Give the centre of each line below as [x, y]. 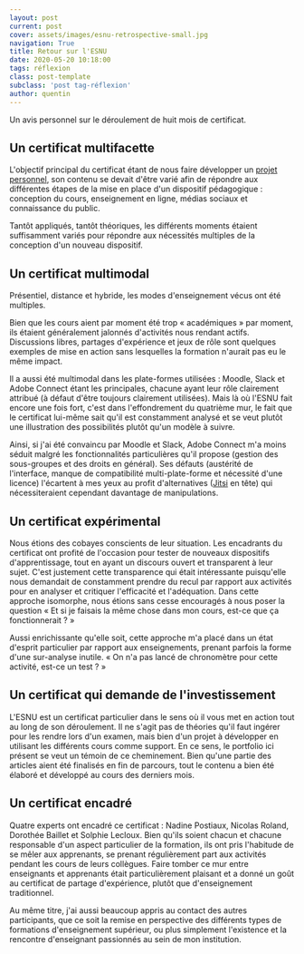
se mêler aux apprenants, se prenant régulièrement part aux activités [138, 854]
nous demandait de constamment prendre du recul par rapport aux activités [151, 581]
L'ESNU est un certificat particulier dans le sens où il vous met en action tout [152, 716]
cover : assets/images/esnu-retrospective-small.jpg [109, 34]
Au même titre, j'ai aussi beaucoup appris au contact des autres [128, 910]
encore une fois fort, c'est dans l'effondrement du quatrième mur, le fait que [151, 408]
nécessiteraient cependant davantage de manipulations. [114, 493]
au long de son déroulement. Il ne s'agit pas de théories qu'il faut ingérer [145, 726]
